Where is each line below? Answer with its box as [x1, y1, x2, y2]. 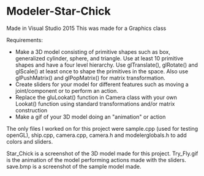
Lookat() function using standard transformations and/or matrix [15, 100, 175, 108]
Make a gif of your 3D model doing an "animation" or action [15, 113, 166, 120]
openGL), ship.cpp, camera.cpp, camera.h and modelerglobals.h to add [6, 131, 187, 139]
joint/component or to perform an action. [15, 87, 118, 94]
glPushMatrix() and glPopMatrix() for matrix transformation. [15, 74, 165, 81]
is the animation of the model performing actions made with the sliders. [6, 156, 187, 163]
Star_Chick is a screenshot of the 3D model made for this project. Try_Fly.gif [6, 150, 198, 157]
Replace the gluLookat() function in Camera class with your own [15, 94, 178, 101]
